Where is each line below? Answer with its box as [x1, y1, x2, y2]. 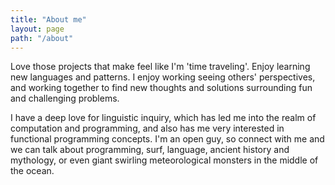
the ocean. [10, 165, 55, 177]
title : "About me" [10, 14, 87, 25]
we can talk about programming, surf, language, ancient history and [10, 144, 290, 156]
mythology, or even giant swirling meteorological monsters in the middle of [10, 154, 319, 166]
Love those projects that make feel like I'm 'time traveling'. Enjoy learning [10, 61, 311, 73]
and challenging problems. [10, 92, 120, 105]
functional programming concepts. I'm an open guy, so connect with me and [10, 133, 325, 145]
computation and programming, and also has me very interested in [10, 122, 285, 135]
